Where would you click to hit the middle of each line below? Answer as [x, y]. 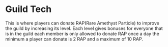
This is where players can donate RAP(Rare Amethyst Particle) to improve [82, 23]
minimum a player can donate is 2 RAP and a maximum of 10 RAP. [74, 39]
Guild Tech [29, 9]
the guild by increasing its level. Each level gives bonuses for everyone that [84, 28]
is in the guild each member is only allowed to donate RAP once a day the [82, 33]
